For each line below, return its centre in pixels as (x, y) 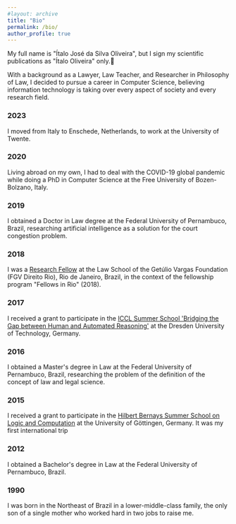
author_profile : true (39, 34)
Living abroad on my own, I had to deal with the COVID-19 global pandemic (116, 172)
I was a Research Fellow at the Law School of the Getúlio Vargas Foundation (118, 270)
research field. (28, 97)
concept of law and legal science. (56, 382)
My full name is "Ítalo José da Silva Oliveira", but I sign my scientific (106, 54)
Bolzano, (20, 187)
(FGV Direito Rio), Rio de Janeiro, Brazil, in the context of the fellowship (111, 277)
